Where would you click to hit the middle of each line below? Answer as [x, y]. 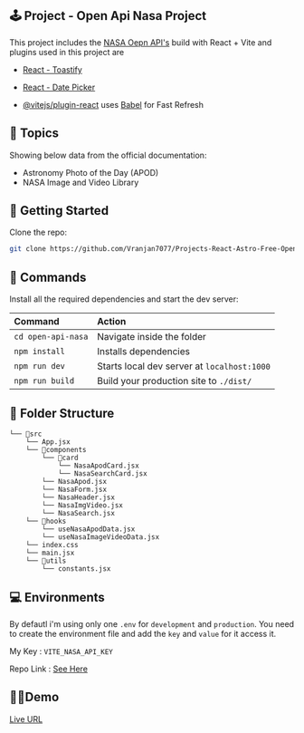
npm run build [44, 381]
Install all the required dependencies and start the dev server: [124, 299]
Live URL [26, 719]
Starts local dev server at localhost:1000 [184, 366]
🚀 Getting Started [59, 211]
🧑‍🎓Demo [34, 697]
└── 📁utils [46, 561]
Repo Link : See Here [49, 669]
